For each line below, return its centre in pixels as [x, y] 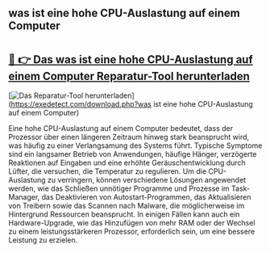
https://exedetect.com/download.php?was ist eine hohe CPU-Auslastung [132, 104]
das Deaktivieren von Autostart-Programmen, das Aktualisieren [146, 197]
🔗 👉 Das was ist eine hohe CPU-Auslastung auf [131, 59]
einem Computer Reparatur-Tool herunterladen [129, 76]
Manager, [24, 197]
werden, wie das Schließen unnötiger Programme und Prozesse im [119, 188]
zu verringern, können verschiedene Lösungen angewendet [147, 180]
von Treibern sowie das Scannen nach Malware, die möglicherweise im [127, 206]
